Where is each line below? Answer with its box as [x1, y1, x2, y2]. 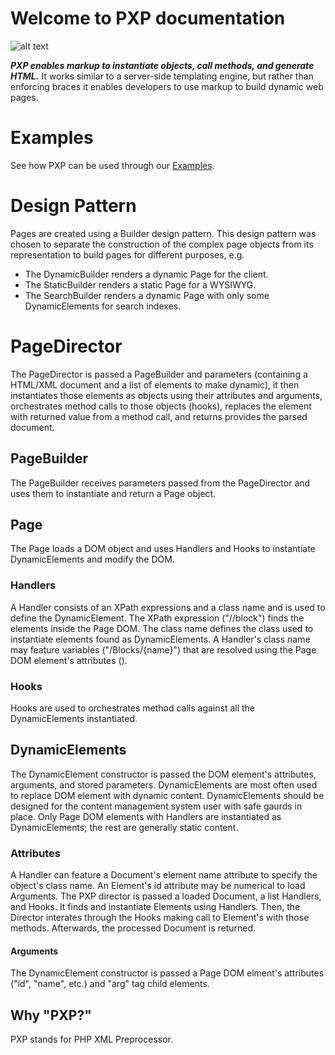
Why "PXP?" [10, 1007, 92, 1024]
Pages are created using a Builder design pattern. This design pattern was [10, 227, 317, 239]
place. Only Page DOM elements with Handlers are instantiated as [10, 810, 282, 822]
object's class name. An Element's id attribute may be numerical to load [10, 880, 306, 892]
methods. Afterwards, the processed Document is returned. [10, 922, 257, 934]
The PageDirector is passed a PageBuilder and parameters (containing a [10, 368, 308, 380]
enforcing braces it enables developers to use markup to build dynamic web [10, 80, 324, 92]
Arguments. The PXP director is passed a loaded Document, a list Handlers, [10, 890, 322, 902]
